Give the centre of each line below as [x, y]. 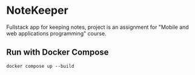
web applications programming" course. [57, 33]
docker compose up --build [40, 66]
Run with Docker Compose [58, 52]
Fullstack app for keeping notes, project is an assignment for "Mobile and [97, 27]
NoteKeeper [37, 10]
